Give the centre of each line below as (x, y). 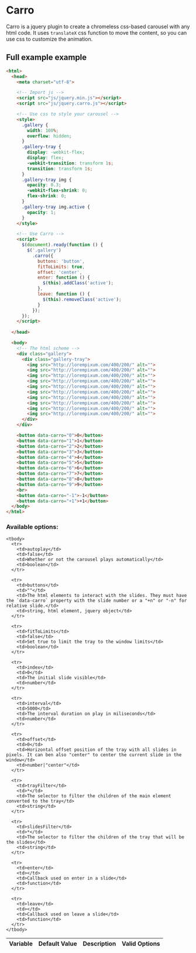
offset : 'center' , (60, 272)
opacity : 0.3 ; (44, 185)
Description (99, 944)
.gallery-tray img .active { (56, 207)
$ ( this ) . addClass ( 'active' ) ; (78, 283)
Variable (21, 944)
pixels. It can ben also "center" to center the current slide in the (94, 755)
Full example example (47, 57)
